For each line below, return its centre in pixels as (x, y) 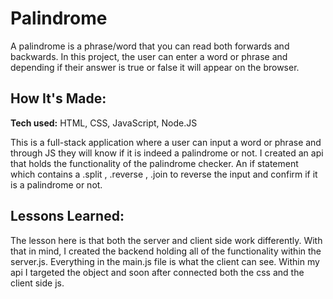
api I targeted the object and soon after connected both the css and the (157, 272)
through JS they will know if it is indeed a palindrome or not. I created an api (167, 153)
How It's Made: (58, 98)
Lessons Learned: (67, 216)
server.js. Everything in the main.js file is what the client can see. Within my (165, 261)
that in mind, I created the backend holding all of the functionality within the (166, 251)
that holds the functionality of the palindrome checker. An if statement (154, 163)
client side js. (37, 283)
